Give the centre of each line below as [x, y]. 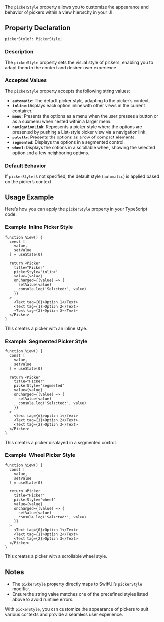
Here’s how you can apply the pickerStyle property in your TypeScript [76, 209]
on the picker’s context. [29, 181]
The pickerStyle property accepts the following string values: [68, 91]
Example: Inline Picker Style [39, 227]
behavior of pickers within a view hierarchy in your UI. [59, 12]
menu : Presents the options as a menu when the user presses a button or [85, 116]
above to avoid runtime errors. [43, 600]
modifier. [21, 589]
